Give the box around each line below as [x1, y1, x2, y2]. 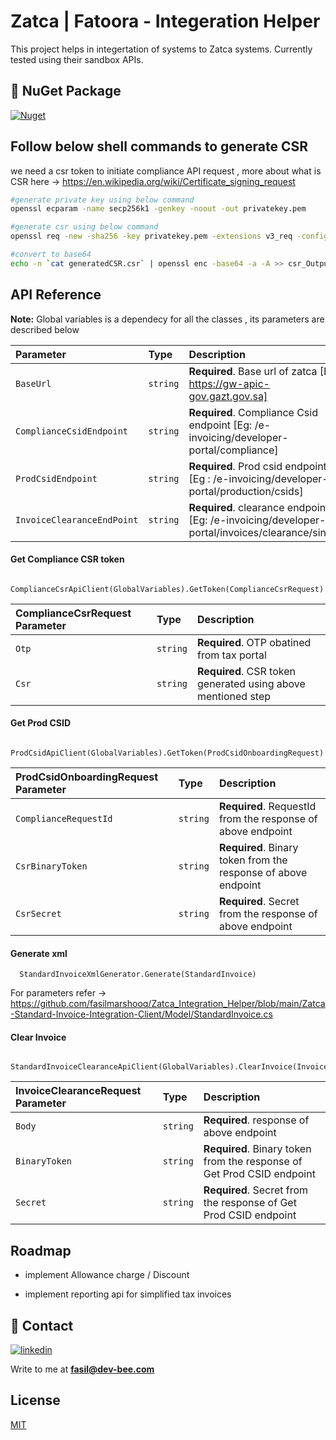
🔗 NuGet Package [10, 83, 122, 100]
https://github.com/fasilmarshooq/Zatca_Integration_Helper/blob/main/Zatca [10, 998, 326, 1010]
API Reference [10, 286, 102, 304]
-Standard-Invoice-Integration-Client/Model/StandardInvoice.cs [10, 1008, 273, 1020]
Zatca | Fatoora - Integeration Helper [10, 10, 321, 33]
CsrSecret [15, 908, 62, 920]
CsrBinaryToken [15, 861, 88, 872]
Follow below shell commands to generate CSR [10, 138, 308, 155]
